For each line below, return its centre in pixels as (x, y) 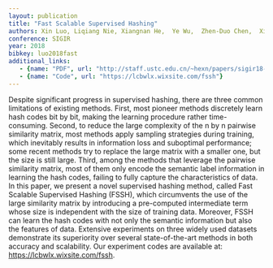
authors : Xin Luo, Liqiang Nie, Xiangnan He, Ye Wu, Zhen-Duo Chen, (130, 31)
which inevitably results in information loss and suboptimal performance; (130, 142)
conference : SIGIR (39, 39)
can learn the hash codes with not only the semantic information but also (130, 220)
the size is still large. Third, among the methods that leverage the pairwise (132, 160)
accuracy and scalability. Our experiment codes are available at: (116, 246)
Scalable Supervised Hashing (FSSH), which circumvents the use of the (128, 194)
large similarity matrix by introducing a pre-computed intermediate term (128, 203)
